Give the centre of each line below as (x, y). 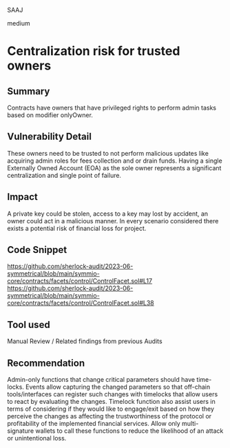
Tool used (29, 324)
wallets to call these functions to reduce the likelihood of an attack (129, 431)
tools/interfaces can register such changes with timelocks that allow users (113, 394)
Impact (22, 197)
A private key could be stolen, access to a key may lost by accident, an (108, 214)
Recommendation (46, 363)
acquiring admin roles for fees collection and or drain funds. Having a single (115, 161)
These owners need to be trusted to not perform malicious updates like (108, 153)
